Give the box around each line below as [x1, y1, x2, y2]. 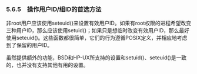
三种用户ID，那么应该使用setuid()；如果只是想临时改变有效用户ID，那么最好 [6, 27, 190, 34]
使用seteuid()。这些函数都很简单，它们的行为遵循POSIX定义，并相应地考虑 [6, 34, 188, 42]
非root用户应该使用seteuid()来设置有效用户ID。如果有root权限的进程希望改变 [6, 19, 192, 27]
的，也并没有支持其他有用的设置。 [6, 62, 89, 69]
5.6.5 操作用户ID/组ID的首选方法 [6, 5, 102, 13]
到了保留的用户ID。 [6, 42, 53, 49]
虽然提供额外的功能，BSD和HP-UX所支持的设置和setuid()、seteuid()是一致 [6, 54, 187, 61]
